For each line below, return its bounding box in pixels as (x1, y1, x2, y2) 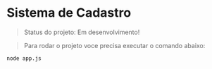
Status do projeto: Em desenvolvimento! (23, 28, 140, 36)
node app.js (6, 54, 42, 62)
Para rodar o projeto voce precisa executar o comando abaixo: (23, 41, 206, 49)
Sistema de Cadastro (6, 5, 132, 21)
